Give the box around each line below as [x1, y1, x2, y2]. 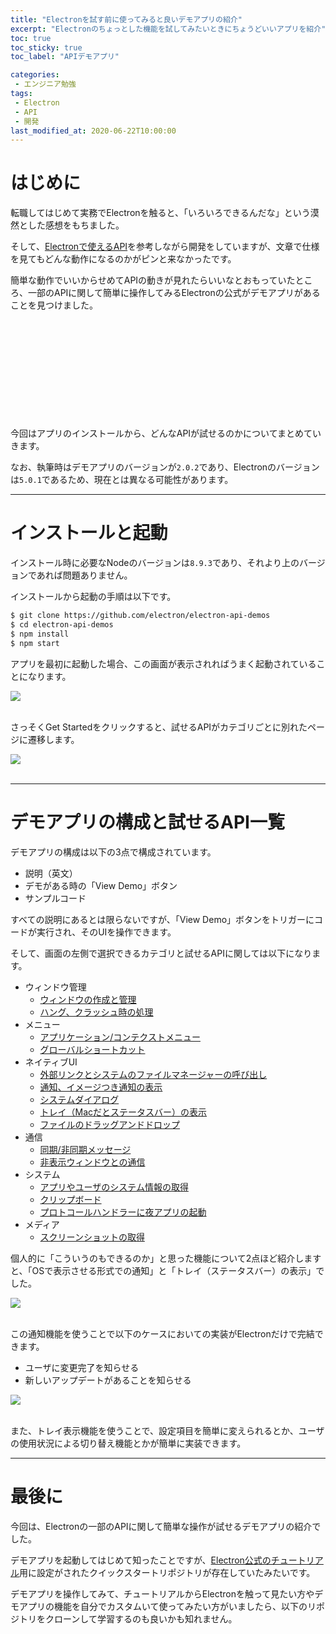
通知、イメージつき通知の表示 [39, 1081, 163, 1093]
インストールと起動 [10, 522, 168, 545]
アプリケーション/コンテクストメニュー [39, 1031, 201, 1043]
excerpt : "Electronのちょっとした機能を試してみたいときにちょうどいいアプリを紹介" [10, 24, 327, 34]
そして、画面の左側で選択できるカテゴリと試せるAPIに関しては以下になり [10, 947, 313, 959]
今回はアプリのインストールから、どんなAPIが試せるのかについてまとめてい [10, 427, 322, 440]
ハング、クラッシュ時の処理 [39, 1006, 154, 1018]
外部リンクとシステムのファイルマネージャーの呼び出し [39, 1068, 268, 1080]
